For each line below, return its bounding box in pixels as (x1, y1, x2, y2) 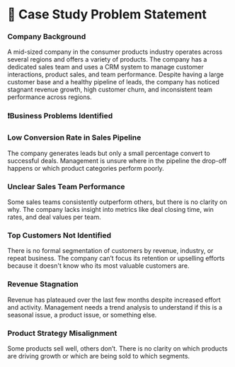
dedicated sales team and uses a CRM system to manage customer (7, 63, 204, 72)
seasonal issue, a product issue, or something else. (7, 310, 157, 319)
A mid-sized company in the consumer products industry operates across (7, 47, 223, 56)
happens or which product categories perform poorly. (7, 164, 164, 172)
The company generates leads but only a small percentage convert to (7, 149, 211, 157)
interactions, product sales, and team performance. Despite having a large (7, 70, 224, 79)
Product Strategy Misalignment (7, 328, 117, 338)
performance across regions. (7, 93, 92, 101)
